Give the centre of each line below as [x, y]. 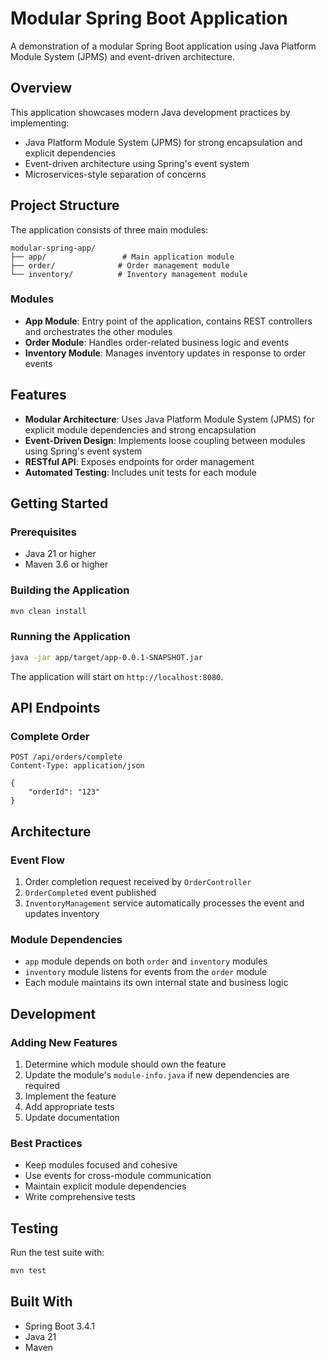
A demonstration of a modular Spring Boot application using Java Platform [163, 46]
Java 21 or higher [60, 554]
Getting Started [59, 503]
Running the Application [70, 637]
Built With [41, 1302]
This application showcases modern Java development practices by [150, 112]
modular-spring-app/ [53, 248]
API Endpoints [55, 708]
